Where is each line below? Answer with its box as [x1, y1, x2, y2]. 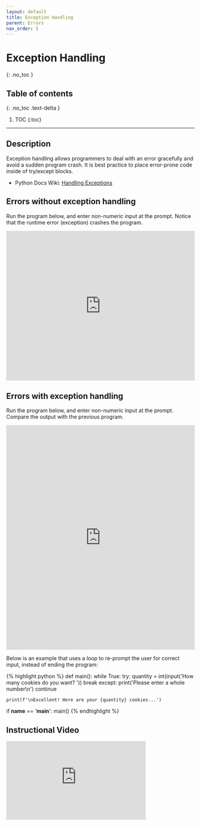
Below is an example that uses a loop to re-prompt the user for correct [6, 655, 180, 662]
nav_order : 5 [6, 25, 39, 32]
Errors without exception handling [6, 196, 136, 207]
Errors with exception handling [6, 391, 124, 401]
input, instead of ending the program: [6, 661, 98, 668]
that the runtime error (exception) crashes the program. [6, 219, 143, 226]
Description [6, 139, 51, 149]
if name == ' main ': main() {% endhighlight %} [6, 707, 120, 715]
